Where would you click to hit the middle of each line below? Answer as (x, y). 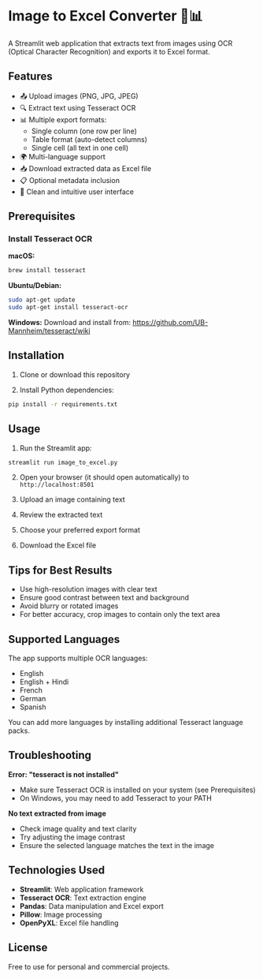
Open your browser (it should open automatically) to (104, 477)
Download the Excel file (58, 545)
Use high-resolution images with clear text (88, 589)
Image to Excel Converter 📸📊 (106, 16)
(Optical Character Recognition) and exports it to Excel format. (109, 51)
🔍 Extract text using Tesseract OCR (78, 107)
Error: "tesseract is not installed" (64, 774)
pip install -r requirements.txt (63, 404)
